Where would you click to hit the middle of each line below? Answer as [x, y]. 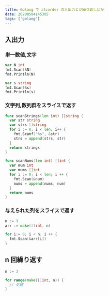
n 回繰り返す [24, 260]
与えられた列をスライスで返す [40, 211]
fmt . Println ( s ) [20, 92]
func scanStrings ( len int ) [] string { [44, 116]
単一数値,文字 [21, 55]
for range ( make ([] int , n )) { [34, 280]
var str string [25, 120]
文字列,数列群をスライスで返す [41, 105]
